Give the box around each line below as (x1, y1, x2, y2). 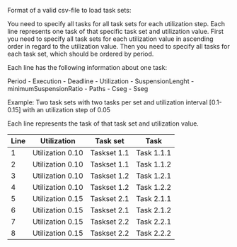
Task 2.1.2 (136, 205, 172, 215)
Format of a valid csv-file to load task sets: (7, 6, 132, 14)
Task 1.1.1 (136, 148, 172, 157)
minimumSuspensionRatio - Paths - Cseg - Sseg (7, 85, 149, 92)
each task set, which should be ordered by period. (7, 49, 154, 58)
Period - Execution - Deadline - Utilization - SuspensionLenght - (7, 77, 195, 85)
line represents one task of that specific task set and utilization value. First (7, 28, 224, 35)
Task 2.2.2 (136, 229, 172, 238)
